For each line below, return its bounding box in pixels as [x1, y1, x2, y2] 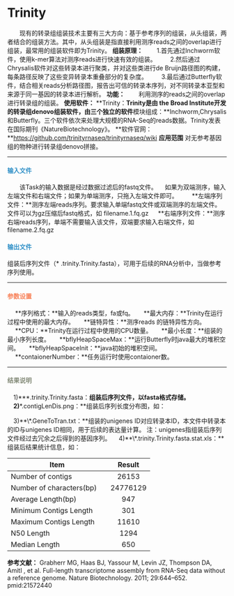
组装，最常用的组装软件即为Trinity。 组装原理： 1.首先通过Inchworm [7, 46, 214, 54]
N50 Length [10, 528, 50, 538]
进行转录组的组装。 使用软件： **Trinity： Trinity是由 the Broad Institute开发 [7, 98, 226, 107]
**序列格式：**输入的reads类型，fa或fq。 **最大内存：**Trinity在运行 [15, 308, 223, 317]
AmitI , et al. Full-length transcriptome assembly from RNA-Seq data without [7, 566, 226, 574]
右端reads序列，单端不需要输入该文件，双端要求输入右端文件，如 [7, 218, 195, 226]
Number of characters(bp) [10, 483, 97, 493]
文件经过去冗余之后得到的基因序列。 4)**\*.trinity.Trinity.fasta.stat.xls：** [7, 434, 224, 442]
